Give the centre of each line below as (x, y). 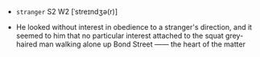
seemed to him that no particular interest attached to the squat (120, 36)
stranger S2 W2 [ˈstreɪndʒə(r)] (67, 12)
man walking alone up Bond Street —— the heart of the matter (142, 44)
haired (27, 44)
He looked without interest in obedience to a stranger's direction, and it (134, 27)
